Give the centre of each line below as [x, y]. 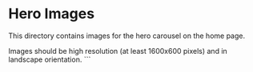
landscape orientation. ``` [50, 59]
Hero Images [51, 14]
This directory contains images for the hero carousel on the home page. [127, 36]
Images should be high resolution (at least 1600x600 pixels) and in [118, 51]
